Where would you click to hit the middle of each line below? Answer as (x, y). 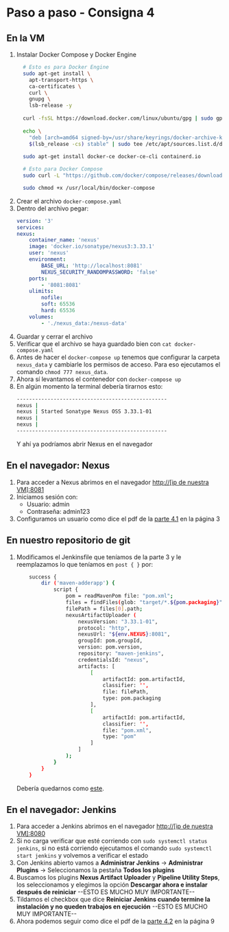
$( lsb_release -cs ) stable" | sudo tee (86, 144)
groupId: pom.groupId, (110, 641)
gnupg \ (40, 99)
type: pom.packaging (132, 698)
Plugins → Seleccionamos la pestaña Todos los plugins (95, 870)
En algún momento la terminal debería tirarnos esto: (89, 386)
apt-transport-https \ (61, 80)
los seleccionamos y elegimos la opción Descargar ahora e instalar (112, 885)
